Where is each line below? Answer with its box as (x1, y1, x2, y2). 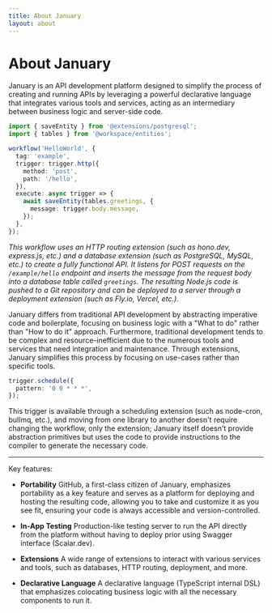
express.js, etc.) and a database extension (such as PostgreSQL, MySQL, (8, 250, 254, 260)
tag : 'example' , (15, 152, 70, 160)
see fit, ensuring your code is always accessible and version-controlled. (19, 505, 261, 515)
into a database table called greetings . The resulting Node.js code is (8, 276, 239, 286)
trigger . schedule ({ (8, 377, 74, 385)
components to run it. (19, 596, 92, 606)
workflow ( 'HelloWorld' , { (8, 145, 96, 153)
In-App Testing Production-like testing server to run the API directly (19, 521, 247, 531)
